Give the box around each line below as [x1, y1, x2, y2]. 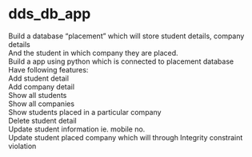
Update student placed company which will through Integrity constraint [8, 132, 243, 142]
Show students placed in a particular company [8, 107, 162, 116]
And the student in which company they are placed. [8, 48, 178, 57]
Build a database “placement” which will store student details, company [8, 31, 245, 41]
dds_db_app [8, 5, 91, 23]
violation [8, 141, 37, 151]
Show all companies [8, 99, 74, 108]
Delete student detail [8, 116, 78, 125]
